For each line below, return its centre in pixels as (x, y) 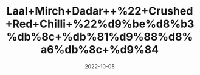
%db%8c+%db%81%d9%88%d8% (100, 37)
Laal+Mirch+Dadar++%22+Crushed (100, 11)
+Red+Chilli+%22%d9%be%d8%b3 (100, 24)
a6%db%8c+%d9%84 (100, 50)
